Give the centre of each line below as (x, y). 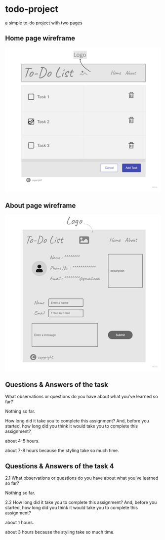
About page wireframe (41, 205)
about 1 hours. (20, 523)
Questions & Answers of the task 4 (60, 466)
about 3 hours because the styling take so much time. (60, 532)
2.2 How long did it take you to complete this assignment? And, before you (81, 502)
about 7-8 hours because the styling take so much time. (62, 451)
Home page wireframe (40, 38)
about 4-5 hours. (22, 441)
